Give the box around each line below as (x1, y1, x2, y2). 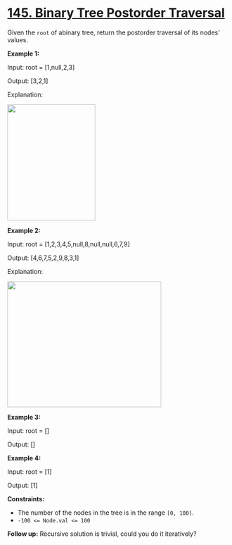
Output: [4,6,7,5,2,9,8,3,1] (7, 253, 79, 262)
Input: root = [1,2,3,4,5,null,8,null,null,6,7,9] (7, 239, 130, 248)
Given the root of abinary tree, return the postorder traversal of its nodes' (7, 28, 220, 37)
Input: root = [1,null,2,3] (7, 63, 75, 71)
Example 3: (7, 413, 41, 421)
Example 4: (7, 453, 41, 462)
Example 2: (7, 226, 41, 234)
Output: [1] (7, 481, 38, 489)
